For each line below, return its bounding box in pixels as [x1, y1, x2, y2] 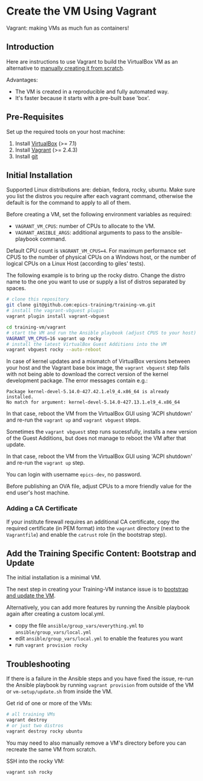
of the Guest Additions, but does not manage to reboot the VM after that [6, 434, 187, 442]
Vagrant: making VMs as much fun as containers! [6, 24, 129, 32]
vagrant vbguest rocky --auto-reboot [6, 347, 102, 353]
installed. [6, 394, 34, 400]
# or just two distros [6, 722, 64, 728]
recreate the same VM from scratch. [6, 745, 97, 753]
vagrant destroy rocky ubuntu [6, 728, 83, 734]
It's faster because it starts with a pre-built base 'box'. [15, 94, 150, 101]
